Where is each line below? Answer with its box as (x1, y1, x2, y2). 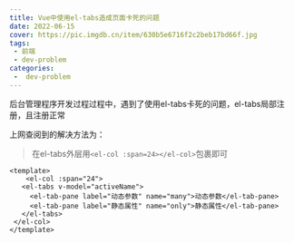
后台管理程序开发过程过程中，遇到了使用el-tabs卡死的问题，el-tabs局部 (9, 98, 277, 109)
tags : (9, 38, 30, 48)
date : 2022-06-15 (9, 22, 75, 31)
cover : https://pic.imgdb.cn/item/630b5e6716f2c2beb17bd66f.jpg (9, 30, 258, 39)
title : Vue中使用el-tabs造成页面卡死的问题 (9, 13, 161, 23)
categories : (9, 64, 54, 73)
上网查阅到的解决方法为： (9, 129, 105, 140)
